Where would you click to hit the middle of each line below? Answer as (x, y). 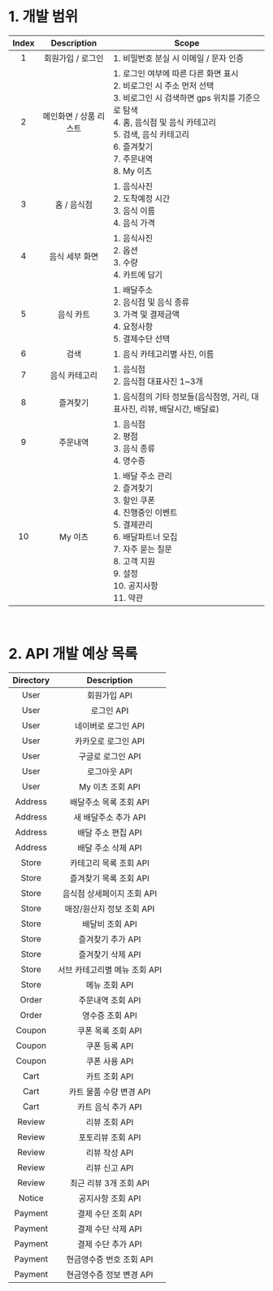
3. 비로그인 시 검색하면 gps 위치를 (175, 98)
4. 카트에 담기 (138, 275)
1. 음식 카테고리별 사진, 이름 (164, 354)
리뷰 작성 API (110, 1153)
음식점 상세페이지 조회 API (110, 893)
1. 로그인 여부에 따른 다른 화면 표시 (176, 73)
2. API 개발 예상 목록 (73, 654)
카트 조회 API (110, 1076)
